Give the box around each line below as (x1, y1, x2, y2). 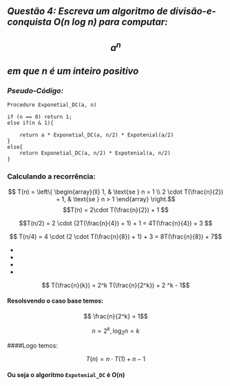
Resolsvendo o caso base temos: (7, 296, 104, 305)
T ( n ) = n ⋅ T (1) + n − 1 (85, 355, 146, 363)
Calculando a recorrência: (7, 172, 96, 181)
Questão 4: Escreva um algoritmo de (7, 6, 169, 17)
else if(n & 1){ (7, 120, 54, 127)
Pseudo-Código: (7, 86, 64, 96)
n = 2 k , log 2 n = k (92, 325, 140, 336)
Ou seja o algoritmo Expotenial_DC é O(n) (7, 371, 125, 379)
